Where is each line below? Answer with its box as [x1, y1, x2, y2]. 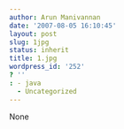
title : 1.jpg [9, 54, 58, 63]
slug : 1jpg [9, 37, 50, 47]
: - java [9, 79, 42, 87]
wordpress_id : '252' [9, 63, 86, 72]
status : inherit [9, 46, 69, 55]
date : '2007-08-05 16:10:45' [9, 21, 117, 30]
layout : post [9, 29, 58, 38]
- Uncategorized [17, 87, 77, 95]
